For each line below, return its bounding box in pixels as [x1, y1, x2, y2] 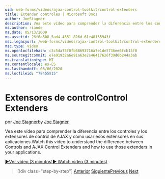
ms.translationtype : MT [5, 57, 54, 62]
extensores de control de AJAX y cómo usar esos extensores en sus [5, 133, 144, 139]
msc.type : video [5, 44, 38, 49]
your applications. [5, 149, 42, 155]
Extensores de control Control [5, 92, 128, 103]
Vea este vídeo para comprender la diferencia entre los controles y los [5, 128, 147, 134]
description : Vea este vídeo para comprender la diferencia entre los [5, 21, 153, 26]
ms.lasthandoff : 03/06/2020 [5, 67, 63, 72]
